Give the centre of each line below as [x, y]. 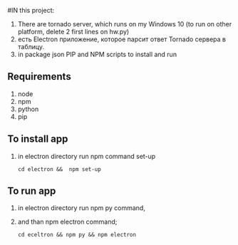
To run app [32, 191]
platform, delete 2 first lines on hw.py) [73, 32]
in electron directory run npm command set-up [87, 156]
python [28, 109]
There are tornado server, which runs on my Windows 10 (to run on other [125, 24]
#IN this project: [31, 10]
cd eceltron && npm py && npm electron [77, 235]
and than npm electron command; [67, 222]
